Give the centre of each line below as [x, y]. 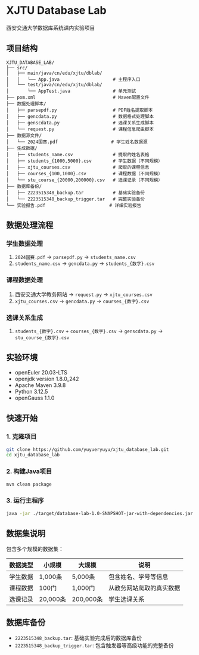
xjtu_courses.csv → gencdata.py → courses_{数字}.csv [82, 301]
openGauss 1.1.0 [35, 398]
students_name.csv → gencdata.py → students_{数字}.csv [85, 263]
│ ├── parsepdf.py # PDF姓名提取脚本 [80, 110]
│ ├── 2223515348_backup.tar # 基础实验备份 [76, 193]
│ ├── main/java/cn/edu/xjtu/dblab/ [54, 73]
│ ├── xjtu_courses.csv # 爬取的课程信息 [78, 167]
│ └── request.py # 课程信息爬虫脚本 [80, 129]
